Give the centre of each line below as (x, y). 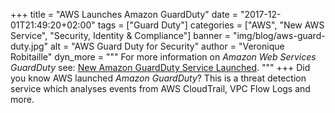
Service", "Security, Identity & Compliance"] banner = (120, 35)
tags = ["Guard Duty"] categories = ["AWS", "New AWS (211, 25)
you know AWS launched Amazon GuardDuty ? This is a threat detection (158, 78)
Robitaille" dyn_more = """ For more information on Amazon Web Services (163, 57)
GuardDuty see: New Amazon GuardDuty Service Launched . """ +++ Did (160, 67)
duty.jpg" (29, 46)
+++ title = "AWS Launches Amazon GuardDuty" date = (124, 14)
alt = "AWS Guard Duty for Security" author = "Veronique (167, 46)
